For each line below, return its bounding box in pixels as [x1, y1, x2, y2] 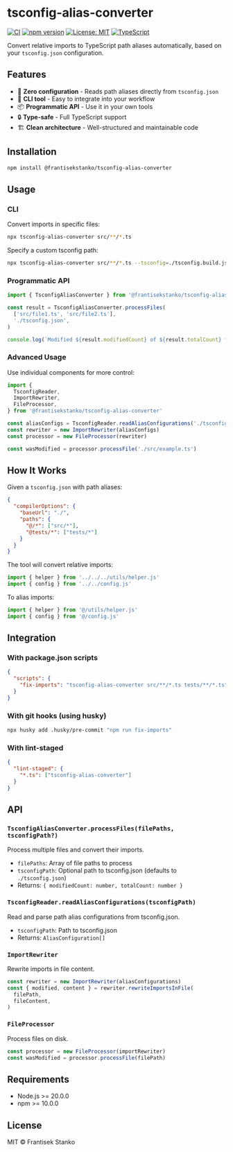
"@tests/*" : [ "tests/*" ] [25, 529, 98, 536]
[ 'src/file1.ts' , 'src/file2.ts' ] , [13, 310, 116, 317]
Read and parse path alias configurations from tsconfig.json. [7, 913, 180, 921]
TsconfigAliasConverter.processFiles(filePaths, [7, 824, 175, 832]
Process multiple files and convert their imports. [7, 845, 144, 854]
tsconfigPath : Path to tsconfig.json [17, 926, 118, 934]
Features [7, 69, 46, 81]
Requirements [7, 1074, 69, 1085]
